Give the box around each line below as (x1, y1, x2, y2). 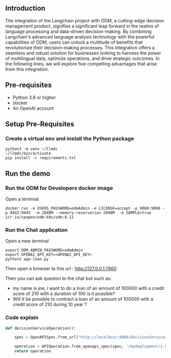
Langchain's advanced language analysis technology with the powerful (5, 34, 155, 40)
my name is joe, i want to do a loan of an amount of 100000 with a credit (12, 285, 164, 291)
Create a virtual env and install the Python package (5, 135, 134, 142)
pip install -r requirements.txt (5, 155, 76, 160)
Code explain (5, 314, 39, 321)
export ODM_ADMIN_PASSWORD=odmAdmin (5, 248, 83, 253)
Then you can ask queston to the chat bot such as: (5, 275, 112, 281)
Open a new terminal (5, 238, 49, 244)
